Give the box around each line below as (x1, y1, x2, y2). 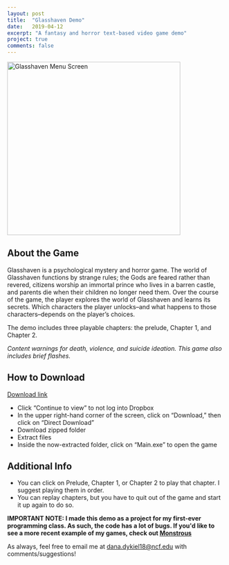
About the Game (7, 247, 80, 259)
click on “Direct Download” (17, 418, 95, 426)
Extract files (17, 433, 52, 441)
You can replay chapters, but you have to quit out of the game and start (17, 494, 221, 502)
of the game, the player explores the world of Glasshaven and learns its (7, 295, 211, 304)
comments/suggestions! (7, 550, 76, 558)
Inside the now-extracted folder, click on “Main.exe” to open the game (17, 440, 218, 449)
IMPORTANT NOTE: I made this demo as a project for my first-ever (7, 514, 202, 523)
